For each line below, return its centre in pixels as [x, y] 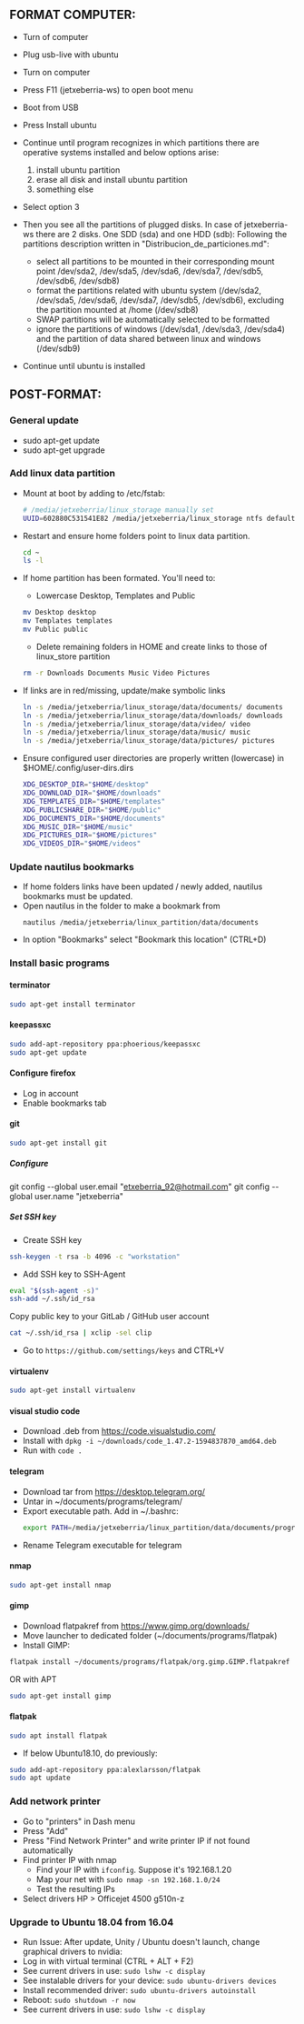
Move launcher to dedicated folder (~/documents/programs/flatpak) [150, 1635]
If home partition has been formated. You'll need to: [119, 578]
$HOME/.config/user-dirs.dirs [78, 768]
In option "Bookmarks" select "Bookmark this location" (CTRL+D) [144, 939]
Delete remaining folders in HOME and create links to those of [152, 646]
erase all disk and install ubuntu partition [112, 179]
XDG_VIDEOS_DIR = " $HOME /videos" [82, 844]
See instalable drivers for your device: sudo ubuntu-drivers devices [149, 1980]
